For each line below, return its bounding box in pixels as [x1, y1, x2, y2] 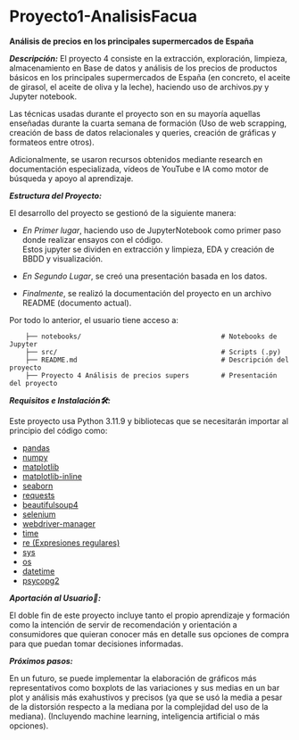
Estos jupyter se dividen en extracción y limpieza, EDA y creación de [21, 244, 275, 254]
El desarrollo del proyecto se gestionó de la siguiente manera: [9, 207, 237, 218]
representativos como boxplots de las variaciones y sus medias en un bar [9, 682, 280, 693]
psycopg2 [21, 575, 60, 586]
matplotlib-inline [21, 470, 83, 481]
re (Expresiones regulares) [21, 537, 120, 548]
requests [21, 489, 55, 501]
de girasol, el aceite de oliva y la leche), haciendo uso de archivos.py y [9, 81, 270, 92]
